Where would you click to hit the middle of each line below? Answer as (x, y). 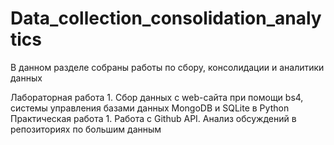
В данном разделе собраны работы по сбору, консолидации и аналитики (167, 67)
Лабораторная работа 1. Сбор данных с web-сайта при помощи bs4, (157, 97)
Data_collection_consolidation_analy (166, 18)
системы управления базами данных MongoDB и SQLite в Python (150, 108)
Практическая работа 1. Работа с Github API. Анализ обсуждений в (153, 118)
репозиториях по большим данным (86, 129)
